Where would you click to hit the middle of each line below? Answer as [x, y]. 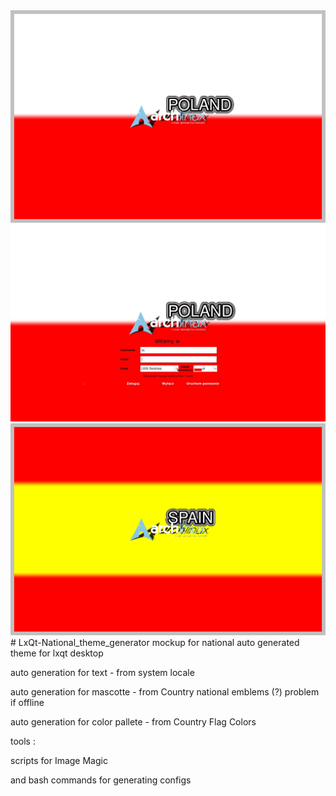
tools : [23, 741]
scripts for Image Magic [59, 761]
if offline [27, 703]
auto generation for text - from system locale [102, 673]
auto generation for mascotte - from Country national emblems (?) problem [165, 692]
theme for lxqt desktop [57, 653]
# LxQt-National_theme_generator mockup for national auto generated [155, 643]
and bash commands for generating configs [101, 780]
